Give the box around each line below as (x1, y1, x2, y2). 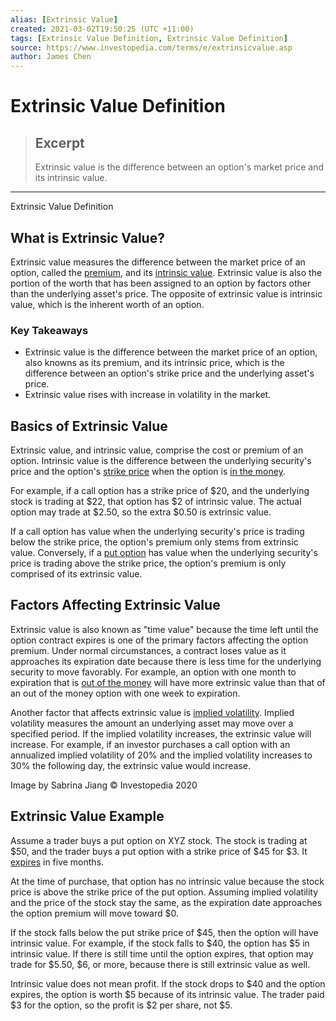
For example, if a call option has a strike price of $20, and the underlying (10, 485, 310, 497)
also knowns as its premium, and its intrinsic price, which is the (24, 357, 285, 369)
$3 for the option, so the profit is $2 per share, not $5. (10, 999, 233, 1011)
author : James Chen (10, 52, 92, 62)
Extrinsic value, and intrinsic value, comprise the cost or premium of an (10, 444, 304, 456)
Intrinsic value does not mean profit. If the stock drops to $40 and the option (10, 977, 326, 990)
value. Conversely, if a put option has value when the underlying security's (10, 547, 318, 559)
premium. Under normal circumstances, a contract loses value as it (10, 644, 287, 656)
